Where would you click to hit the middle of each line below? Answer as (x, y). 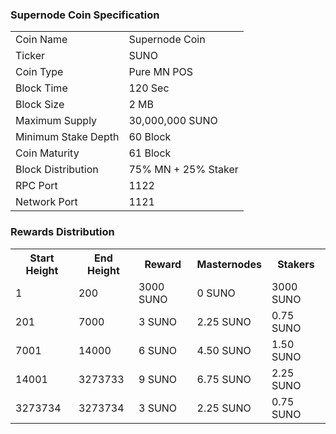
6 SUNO (158, 350)
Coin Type (39, 72)
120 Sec (149, 88)
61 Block (150, 153)
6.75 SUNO (224, 379)
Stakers (296, 264)
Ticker (30, 56)
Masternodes (229, 264)
